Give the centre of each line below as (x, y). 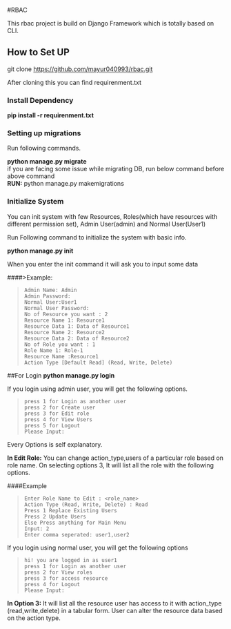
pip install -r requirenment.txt (51, 115)
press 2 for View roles (58, 572)
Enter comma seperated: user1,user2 (77, 534)
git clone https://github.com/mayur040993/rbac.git (80, 69)
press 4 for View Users (58, 419)
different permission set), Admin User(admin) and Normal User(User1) (107, 224)
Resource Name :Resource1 (61, 356)
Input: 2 (37, 529)
